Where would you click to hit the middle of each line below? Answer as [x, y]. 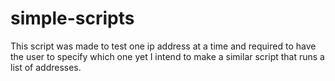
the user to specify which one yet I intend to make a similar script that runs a [167, 56]
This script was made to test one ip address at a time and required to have [163, 46]
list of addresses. [46, 67]
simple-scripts [72, 18]
